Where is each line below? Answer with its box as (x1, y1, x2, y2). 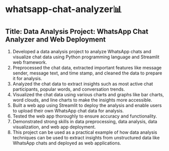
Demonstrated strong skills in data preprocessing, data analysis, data (12, 119, 157, 124)
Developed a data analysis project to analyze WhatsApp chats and (12, 49, 151, 54)
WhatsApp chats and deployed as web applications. (12, 140, 121, 146)
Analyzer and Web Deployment (5, 35, 106, 44)
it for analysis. (12, 75, 42, 81)
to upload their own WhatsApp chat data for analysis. (12, 108, 124, 114)
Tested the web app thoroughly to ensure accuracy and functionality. (12, 113, 157, 119)
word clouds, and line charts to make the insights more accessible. (12, 97, 152, 103)
